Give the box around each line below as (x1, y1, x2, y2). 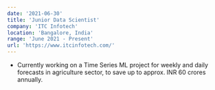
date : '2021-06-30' (7, 10, 63, 17)
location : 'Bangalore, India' (7, 29, 94, 36)
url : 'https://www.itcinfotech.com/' (7, 42, 115, 49)
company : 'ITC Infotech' (7, 23, 78, 30)
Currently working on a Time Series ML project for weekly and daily (16, 61, 208, 69)
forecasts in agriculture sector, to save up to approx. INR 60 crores (16, 68, 206, 76)
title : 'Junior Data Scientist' (7, 16, 100, 23)
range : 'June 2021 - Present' (7, 36, 94, 43)
